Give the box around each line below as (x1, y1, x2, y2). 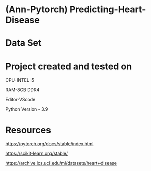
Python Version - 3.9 (5, 106, 48, 112)
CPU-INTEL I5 (5, 77, 34, 83)
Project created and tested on (5, 61, 132, 72)
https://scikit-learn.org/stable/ (5, 150, 68, 157)
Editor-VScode (5, 97, 36, 103)
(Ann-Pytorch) (5, 4, 68, 15)
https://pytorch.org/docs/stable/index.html (5, 141, 94, 147)
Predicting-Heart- (69, 4, 146, 15)
